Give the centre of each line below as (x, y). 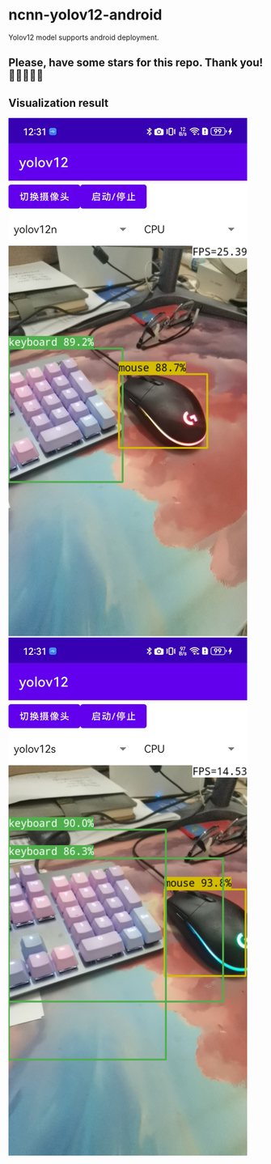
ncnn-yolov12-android (85, 15)
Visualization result (59, 103)
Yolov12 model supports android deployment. (84, 37)
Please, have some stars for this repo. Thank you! (136, 63)
